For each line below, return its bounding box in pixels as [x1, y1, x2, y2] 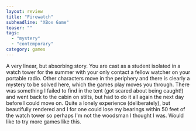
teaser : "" [6, 24, 33, 31]
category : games [6, 47, 46, 52]
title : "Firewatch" [6, 14, 54, 20]
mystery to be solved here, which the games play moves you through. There [6, 81, 190, 88]
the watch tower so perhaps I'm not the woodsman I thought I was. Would [6, 112, 184, 119]
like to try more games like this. [6, 118, 81, 125]
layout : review [6, 8, 43, 15]
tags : [6, 30, 19, 36]
